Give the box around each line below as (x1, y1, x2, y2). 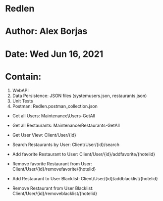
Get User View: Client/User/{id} (12, 132, 77, 138)
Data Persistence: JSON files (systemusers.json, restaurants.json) (12, 93, 147, 99)
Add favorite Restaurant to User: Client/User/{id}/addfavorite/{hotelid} (12, 151, 155, 157)
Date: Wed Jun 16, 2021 (5, 48, 104, 59)
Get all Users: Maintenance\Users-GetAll (12, 112, 96, 119)
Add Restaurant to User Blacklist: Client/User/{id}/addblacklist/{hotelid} (12, 175, 159, 181)
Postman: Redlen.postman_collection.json (12, 103, 98, 109)
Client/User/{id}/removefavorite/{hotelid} (12, 166, 96, 172)
